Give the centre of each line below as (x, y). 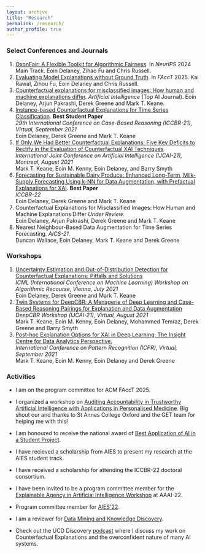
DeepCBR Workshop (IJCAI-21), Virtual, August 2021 (82, 315)
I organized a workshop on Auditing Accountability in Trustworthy (98, 402)
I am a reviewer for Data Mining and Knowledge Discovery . (89, 519)
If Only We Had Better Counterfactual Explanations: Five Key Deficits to (105, 142)
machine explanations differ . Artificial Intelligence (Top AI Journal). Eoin (106, 96)
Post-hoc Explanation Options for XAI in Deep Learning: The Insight (100, 335)
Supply (24, 181)
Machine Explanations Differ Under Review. (70, 214)
